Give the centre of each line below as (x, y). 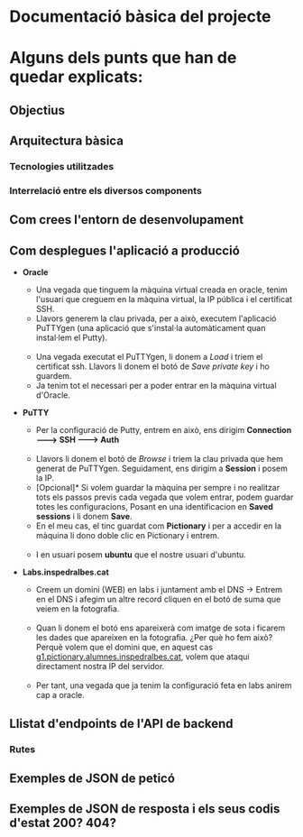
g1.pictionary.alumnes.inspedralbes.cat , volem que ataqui (142, 657)
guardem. (54, 376)
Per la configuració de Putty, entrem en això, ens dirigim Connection (164, 430)
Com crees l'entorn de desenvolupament (127, 220)
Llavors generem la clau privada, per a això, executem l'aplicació (156, 318)
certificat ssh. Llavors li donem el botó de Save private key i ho (153, 366)
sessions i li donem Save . (84, 517)
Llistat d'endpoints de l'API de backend (121, 723)
